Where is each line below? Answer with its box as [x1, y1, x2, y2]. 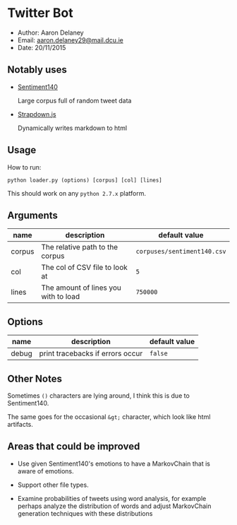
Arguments [7, 209, 59, 221]
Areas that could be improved [7, 440, 140, 453]
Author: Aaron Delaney [17, 28, 84, 37]
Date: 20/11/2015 [17, 43, 66, 52]
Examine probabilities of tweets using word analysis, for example [17, 494, 207, 502]
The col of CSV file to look [41, 263, 128, 273]
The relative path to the [41, 242, 119, 252]
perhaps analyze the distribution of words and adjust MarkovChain [17, 502, 212, 510]
